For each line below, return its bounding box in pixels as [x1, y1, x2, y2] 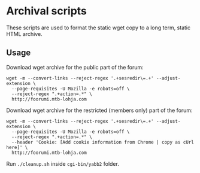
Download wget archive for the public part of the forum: [6, 63, 144, 71]
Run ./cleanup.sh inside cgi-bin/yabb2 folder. [6, 160, 120, 167]
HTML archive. [6, 30, 43, 37]
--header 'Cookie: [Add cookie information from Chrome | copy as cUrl [11, 139, 195, 145]
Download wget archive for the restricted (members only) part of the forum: [6, 107, 193, 114]
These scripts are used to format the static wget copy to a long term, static [6, 24, 190, 31]
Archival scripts [6, 4, 87, 18]
